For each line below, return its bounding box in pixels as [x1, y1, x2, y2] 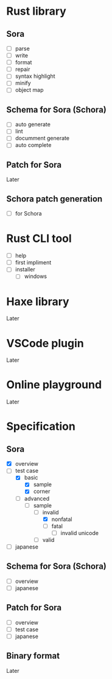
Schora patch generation [6, 193, 103, 204]
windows [24, 272, 47, 280]
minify [15, 80, 32, 87]
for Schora [15, 210, 42, 217]
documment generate [15, 135, 70, 142]
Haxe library [6, 294, 69, 309]
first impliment [15, 259, 52, 266]
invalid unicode [60, 529, 99, 536]
